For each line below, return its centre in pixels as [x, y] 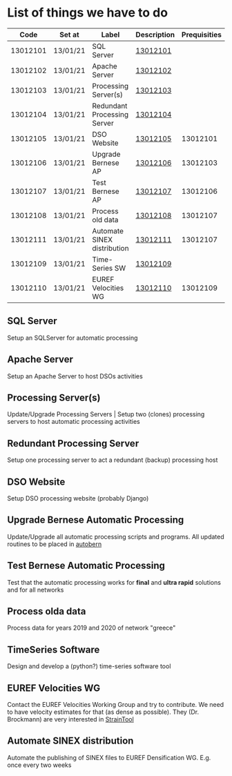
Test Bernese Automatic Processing [86, 566]
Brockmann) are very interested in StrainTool [71, 719]
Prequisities [202, 35]
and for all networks [36, 590]
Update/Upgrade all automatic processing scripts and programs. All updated [116, 536]
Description [155, 35]
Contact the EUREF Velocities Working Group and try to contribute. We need [116, 705]
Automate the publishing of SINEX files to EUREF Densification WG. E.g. [109, 757]
